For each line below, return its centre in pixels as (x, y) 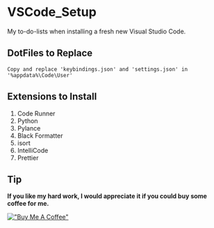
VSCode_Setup (52, 12)
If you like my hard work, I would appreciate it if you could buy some (107, 196)
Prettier (28, 158)
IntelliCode (33, 150)
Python (27, 121)
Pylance (29, 128)
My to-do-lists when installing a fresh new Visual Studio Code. (97, 31)
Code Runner (36, 113)
